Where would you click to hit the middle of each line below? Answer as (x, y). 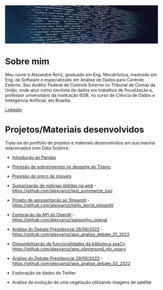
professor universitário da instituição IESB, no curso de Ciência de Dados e (80, 96)
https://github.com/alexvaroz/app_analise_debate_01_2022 (71, 234)
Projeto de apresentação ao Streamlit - (51, 200)
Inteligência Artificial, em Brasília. (38, 100)
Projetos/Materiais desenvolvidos (75, 129)
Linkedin (14, 110)
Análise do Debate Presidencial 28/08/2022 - (57, 229)
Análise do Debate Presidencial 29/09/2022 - (57, 258)
